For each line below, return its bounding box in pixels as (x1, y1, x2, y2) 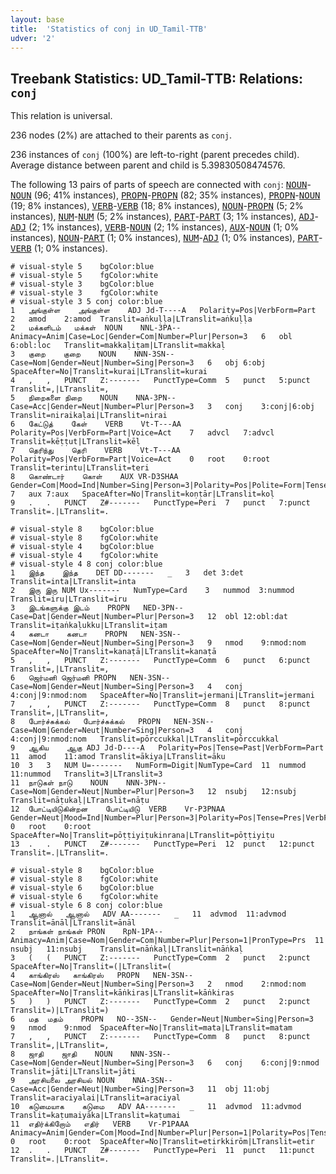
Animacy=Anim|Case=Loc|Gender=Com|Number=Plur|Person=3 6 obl (10, 332, 293, 342)
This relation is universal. (10, 110, 113, 122)
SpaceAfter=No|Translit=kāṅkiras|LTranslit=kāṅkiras (10, 988, 235, 998)
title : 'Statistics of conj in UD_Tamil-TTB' (10, 24, 208, 34)
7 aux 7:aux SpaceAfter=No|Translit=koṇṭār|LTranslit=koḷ (10, 489, 275, 500)
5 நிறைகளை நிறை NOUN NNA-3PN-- (10, 393, 177, 403)
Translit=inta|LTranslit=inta (10, 577, 137, 587)
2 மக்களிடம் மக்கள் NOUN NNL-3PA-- (10, 323, 182, 333)
